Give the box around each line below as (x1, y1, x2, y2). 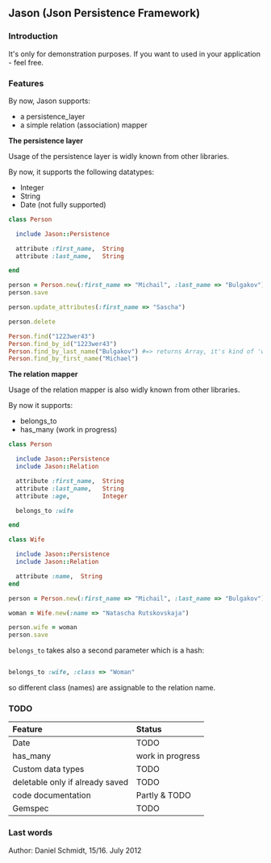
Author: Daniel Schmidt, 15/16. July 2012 (8, 845, 142, 855)
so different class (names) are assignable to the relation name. (8, 683, 216, 693)
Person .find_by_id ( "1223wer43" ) (8, 340, 117, 348)
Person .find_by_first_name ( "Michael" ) (8, 355, 139, 363)
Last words (8, 827, 53, 838)
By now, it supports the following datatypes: (8, 167, 155, 177)
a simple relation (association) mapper (19, 120, 148, 130)
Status (135, 723, 163, 735)
